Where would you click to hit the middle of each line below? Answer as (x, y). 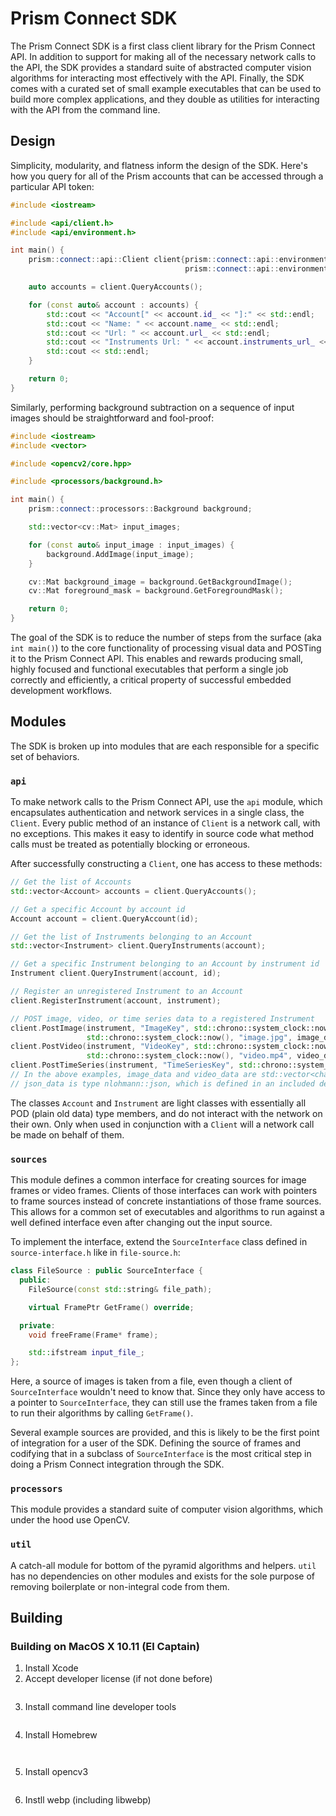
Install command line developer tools (100, 1707)
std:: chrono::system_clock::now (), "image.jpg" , (189, 1037)
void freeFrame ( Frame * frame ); (93, 1335)
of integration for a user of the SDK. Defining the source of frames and (155, 1443)
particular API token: (52, 186)
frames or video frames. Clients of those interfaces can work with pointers (164, 1191)
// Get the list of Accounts (71, 882)
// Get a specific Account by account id (98, 909)
